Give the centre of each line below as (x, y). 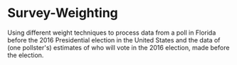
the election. (26, 55)
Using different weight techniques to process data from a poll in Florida (112, 32)
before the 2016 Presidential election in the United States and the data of (114, 40)
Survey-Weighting (63, 13)
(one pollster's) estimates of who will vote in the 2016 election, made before (118, 47)
